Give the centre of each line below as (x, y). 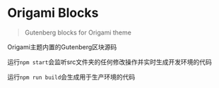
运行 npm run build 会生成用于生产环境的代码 (71, 77)
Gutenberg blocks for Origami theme (78, 32)
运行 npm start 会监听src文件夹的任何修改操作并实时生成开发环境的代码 (109, 62)
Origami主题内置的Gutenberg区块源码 (62, 46)
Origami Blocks (53, 13)
